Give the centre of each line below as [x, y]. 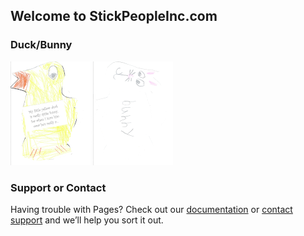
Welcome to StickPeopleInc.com [114, 16]
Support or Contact [58, 187]
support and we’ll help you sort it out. [87, 220]
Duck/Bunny [41, 45]
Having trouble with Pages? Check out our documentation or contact [151, 209]
